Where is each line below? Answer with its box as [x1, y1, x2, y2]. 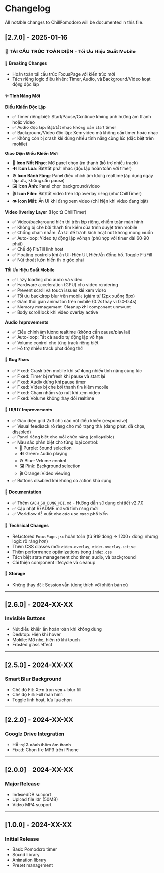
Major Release [5, 780, 40, 787]
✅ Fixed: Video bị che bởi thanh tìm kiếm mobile [12, 384, 109, 390]
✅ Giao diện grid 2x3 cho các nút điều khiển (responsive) [12, 418, 128, 424]
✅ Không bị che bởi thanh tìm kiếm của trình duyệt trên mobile [12, 224, 138, 230]
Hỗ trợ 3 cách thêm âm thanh [12, 742, 71, 747]
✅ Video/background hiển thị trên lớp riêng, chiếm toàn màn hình [12, 219, 143, 225]
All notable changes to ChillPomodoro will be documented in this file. [5, 19, 143, 25]
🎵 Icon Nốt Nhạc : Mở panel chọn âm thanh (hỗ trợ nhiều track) [12, 160, 138, 166]
